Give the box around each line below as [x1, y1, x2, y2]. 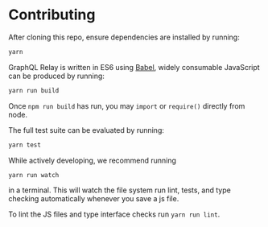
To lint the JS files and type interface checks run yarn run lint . [8, 209, 221, 219]
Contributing [8, 6, 96, 24]
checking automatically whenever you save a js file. [8, 194, 179, 204]
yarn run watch [8, 171, 60, 179]
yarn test [8, 141, 42, 149]
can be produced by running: [8, 71, 105, 80]
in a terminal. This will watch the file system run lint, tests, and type [8, 185, 231, 195]
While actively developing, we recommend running [8, 155, 177, 165]
